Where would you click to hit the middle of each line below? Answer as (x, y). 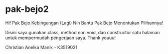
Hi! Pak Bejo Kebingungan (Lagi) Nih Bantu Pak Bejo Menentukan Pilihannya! (84, 23)
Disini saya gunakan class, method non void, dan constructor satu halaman (82, 32)
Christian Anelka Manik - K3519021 (41, 47)
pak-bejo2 (27, 9)
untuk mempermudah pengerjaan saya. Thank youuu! (61, 38)
